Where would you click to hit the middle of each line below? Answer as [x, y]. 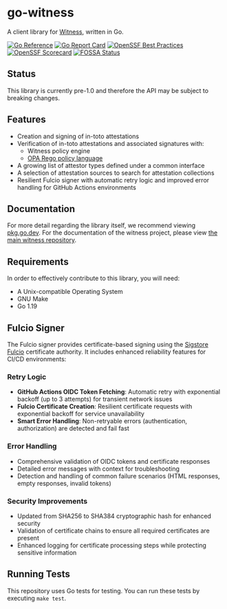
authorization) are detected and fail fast [73, 429]
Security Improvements [47, 501]
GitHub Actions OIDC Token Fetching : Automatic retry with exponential [119, 392]
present [28, 537]
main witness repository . [42, 240]
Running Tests [39, 574]
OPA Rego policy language [65, 158]
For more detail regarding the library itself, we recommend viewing [101, 226]
